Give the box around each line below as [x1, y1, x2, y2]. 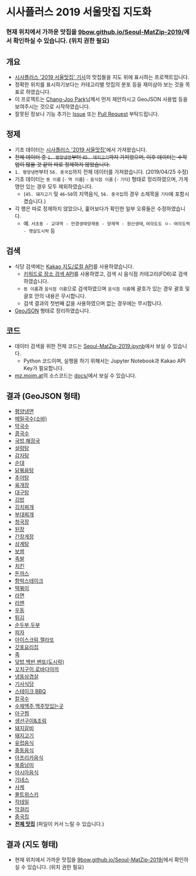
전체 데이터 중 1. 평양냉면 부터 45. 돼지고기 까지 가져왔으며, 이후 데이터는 [14, 153, 177, 160]
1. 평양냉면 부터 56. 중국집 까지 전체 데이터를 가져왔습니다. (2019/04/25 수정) [14, 168, 189, 175]
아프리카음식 [14, 754, 44, 761]
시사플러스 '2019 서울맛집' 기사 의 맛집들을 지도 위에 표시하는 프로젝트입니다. [14, 73, 190, 80]
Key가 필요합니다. [23, 365, 65, 372]
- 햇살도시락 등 [23, 227, 56, 234]
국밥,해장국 [14, 437, 40, 444]
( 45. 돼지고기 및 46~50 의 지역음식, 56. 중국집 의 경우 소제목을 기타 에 [23, 190, 174, 197]
